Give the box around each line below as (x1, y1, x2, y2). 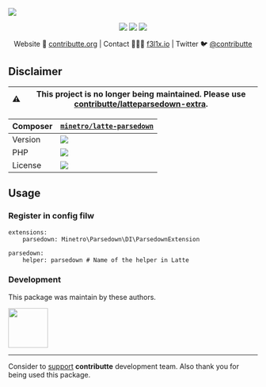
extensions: (8, 228, 47, 237)
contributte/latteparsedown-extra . (74, 98, 208, 109)
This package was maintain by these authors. (8, 292, 157, 302)
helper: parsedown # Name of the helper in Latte (22, 256, 190, 264)
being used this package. (8, 370, 91, 379)
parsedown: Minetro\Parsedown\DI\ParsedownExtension (22, 235, 200, 243)
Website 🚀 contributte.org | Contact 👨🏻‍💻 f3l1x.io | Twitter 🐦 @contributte (13, 40, 253, 48)
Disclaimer (8, 65, 63, 78)
